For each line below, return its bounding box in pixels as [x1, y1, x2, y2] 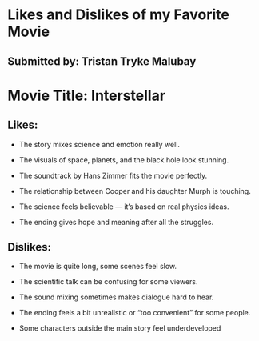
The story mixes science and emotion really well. [18, 139, 181, 149]
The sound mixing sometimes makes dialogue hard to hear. [18, 292, 214, 302]
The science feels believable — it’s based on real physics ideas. [18, 202, 229, 211]
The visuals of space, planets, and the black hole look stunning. [18, 154, 229, 165]
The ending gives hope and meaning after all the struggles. [18, 217, 213, 227]
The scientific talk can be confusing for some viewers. [18, 277, 198, 287]
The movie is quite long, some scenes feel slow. [18, 262, 177, 271]
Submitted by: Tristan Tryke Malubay [7, 54, 197, 68]
